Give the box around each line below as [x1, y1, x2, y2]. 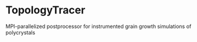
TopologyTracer [5, 3, 86, 17]
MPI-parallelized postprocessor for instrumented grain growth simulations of [5, 23, 192, 30]
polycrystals [5, 29, 36, 36]
